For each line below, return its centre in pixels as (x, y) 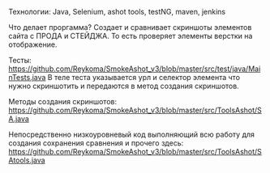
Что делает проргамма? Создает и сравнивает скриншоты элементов (130, 27)
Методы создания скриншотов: (63, 101)
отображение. (33, 44)
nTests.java (27, 77)
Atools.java (27, 160)
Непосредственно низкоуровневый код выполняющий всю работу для (132, 134)
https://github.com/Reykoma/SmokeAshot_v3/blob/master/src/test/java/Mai (135, 69)
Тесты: (20, 60)
